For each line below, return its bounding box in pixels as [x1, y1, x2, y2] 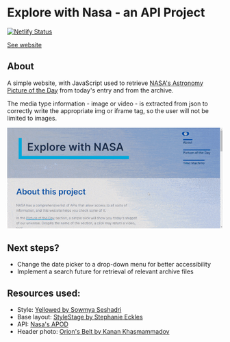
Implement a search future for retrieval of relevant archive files [16, 267, 194, 276]
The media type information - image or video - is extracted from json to [7, 99, 209, 108]
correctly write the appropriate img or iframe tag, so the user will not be [7, 106, 209, 114]
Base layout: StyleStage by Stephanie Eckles [16, 313, 143, 321]
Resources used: [7, 287, 81, 299]
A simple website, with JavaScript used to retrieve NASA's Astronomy [7, 79, 204, 87]
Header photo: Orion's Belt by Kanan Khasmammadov [16, 328, 170, 336]
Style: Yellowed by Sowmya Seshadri [16, 306, 122, 314]
